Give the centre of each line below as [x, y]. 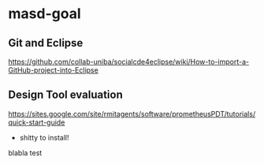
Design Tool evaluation [66, 95]
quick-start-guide [37, 122]
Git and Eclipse [46, 43]
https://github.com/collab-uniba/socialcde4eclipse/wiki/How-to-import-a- [129, 61]
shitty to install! [44, 137]
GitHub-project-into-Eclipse [53, 70]
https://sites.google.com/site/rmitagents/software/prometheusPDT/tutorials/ [132, 114]
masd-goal [45, 14]
